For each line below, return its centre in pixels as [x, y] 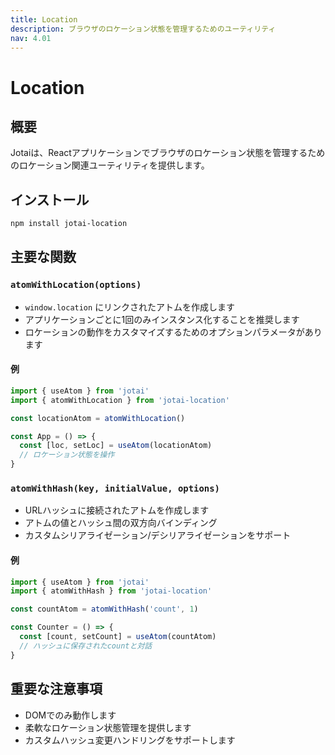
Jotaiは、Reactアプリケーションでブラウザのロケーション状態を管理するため [168, 153]
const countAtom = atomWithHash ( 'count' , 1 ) [104, 609]
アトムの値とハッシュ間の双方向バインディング [121, 523]
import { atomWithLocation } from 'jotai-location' [120, 400]
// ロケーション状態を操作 [67, 455]
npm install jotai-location [69, 224]
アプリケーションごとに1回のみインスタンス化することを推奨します [162, 319]
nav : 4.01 [31, 38]
